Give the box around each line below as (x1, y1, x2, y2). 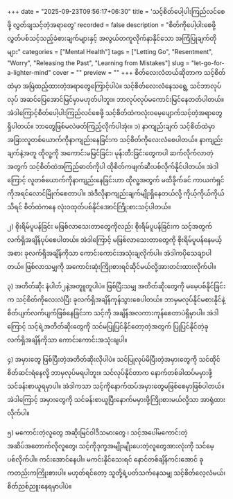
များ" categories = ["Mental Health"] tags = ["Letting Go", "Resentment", (7, 48, 214, 55)
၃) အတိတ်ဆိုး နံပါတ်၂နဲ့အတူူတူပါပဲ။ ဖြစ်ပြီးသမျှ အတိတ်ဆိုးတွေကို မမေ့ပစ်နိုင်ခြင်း (7, 282, 226, 290)
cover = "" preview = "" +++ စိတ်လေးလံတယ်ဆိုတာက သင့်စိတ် (52, 69, 226, 76)
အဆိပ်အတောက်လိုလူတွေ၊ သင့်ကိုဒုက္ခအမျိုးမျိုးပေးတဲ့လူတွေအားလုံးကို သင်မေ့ (7, 442, 214, 450)
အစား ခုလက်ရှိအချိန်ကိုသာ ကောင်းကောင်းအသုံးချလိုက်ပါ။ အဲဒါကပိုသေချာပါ (7, 249, 212, 257)
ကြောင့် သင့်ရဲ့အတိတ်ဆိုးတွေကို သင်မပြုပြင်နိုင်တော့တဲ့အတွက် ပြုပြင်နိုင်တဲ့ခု (7, 322, 209, 331)
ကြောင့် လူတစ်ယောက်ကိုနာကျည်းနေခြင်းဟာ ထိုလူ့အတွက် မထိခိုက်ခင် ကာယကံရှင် (7, 176, 225, 184)
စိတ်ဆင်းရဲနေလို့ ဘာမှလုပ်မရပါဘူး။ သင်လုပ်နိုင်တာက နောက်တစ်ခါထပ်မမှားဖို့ (7, 369, 213, 376)
